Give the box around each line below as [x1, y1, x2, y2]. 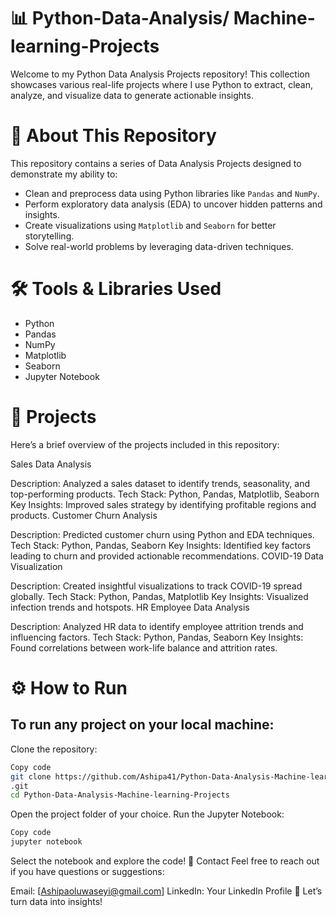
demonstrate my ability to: [10, 168, 118, 180]
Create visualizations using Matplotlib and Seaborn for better [24, 219, 277, 231]
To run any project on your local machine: [10, 716, 275, 734]
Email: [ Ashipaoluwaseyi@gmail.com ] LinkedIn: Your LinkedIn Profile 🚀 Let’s [10, 885, 323, 897]
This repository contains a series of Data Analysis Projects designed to [10, 157, 302, 169]
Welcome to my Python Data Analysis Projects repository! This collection [10, 68, 310, 80]
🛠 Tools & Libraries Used [10, 278, 222, 300]
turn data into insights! [10, 896, 103, 907]
